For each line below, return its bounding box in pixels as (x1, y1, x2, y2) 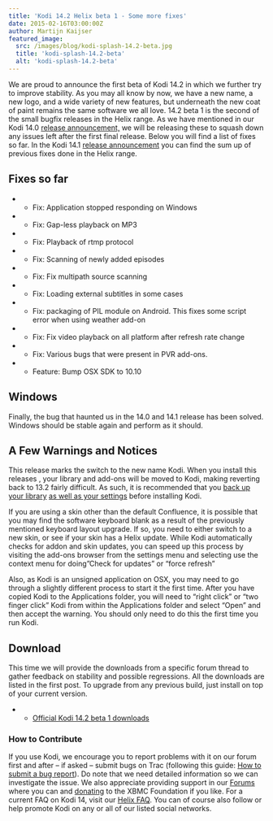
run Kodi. (8, 618, 39, 628)
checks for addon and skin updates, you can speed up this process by (8, 541, 244, 551)
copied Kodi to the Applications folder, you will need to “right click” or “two (8, 592, 258, 602)
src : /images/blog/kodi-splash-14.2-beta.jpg (15, 42, 173, 50)
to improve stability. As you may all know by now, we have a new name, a (8, 88, 253, 98)
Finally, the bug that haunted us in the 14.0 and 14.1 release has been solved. (8, 411, 264, 421)
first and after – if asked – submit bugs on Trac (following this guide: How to (8, 761, 262, 771)
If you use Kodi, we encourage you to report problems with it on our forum (8, 752, 258, 762)
